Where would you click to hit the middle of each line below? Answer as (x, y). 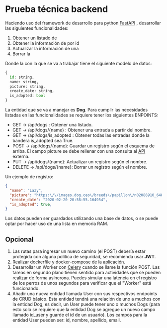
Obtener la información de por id (46, 43)
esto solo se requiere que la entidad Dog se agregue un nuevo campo (84, 310)
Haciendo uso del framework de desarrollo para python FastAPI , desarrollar (83, 23)
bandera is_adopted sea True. (43, 141)
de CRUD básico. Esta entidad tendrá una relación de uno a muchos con (86, 299)
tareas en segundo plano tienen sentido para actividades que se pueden (86, 273)
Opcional (19, 239)
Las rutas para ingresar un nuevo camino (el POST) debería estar (79, 251)
